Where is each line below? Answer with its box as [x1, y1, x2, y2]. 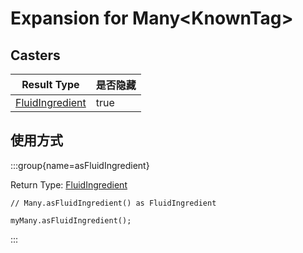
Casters [10, 47, 61, 64]
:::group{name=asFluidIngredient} [10, 159, 150, 171]
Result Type [21, 78, 80, 91]
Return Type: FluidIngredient [10, 178, 128, 191]
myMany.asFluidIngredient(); [10, 215, 132, 226]
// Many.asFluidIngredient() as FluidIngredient [10, 198, 217, 208]
